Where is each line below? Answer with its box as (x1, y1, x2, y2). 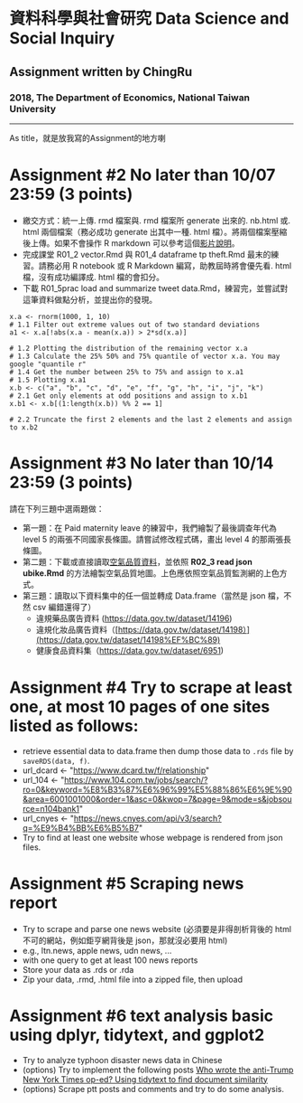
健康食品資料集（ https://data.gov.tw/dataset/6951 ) (35, 645, 224, 655)
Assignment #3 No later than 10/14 (9, 453, 274, 473)
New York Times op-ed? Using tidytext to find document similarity (22, 1073, 269, 1085)
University (9, 102, 57, 115)
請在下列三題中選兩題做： (9, 503, 105, 514)
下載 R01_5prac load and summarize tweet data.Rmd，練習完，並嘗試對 (22, 282, 289, 294)
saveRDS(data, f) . (22, 755, 90, 766)
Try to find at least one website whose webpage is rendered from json (22, 832, 284, 843)
